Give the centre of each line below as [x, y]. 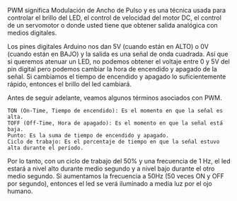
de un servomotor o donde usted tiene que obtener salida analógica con [112, 25]
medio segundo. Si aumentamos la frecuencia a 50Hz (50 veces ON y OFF [116, 176]
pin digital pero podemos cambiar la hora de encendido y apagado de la [112, 69]
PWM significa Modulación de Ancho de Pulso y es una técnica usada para [117, 10]
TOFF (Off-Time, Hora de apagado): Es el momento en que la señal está [115, 123]
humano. [20, 191]
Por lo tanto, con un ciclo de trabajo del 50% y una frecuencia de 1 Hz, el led [119, 161]
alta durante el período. [45, 148]
